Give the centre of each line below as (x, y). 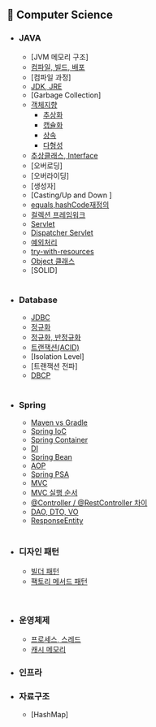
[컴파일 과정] (51, 77)
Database (38, 300)
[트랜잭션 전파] (54, 366)
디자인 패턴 (39, 552)
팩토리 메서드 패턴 (59, 581)
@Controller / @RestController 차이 (89, 503)
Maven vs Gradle (59, 422)
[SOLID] (44, 270)
